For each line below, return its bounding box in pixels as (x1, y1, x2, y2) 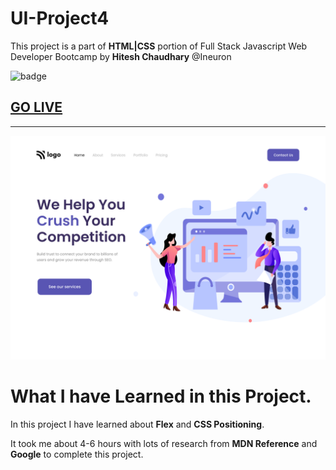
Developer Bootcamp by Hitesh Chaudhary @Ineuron (10, 50, 232, 62)
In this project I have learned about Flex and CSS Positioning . (10, 418, 265, 430)
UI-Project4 (10, 7, 110, 30)
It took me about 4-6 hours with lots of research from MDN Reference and (10, 438, 318, 449)
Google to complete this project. (10, 448, 144, 460)
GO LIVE (10, 99, 63, 116)
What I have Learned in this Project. (10, 385, 312, 408)
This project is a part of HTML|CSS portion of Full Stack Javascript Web (10, 40, 308, 52)
